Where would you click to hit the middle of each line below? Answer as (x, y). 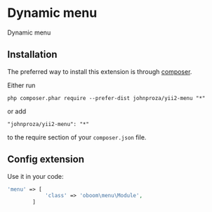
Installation (32, 55)
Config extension (46, 160)
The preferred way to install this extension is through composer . (100, 71)
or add (17, 111)
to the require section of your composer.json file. (77, 137)
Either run (21, 85)
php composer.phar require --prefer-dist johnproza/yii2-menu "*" (106, 98)
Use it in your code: (36, 176)
